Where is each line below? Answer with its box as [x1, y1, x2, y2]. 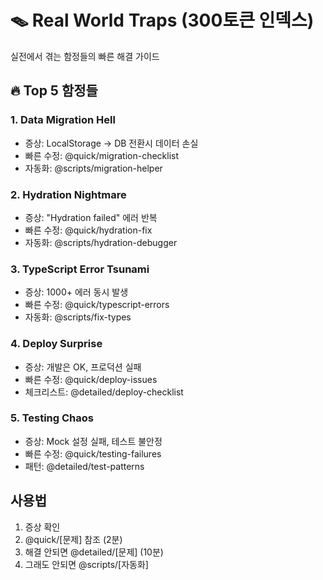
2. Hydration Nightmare [10, 187, 127, 201]
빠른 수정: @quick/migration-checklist [24, 149, 180, 161]
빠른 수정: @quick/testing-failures [24, 447, 162, 460]
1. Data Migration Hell [10, 113, 116, 127]
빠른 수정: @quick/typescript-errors [24, 299, 170, 311]
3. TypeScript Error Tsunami [10, 262, 150, 276]
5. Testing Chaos [10, 411, 94, 425]
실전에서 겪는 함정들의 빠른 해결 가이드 [10, 50, 160, 62]
